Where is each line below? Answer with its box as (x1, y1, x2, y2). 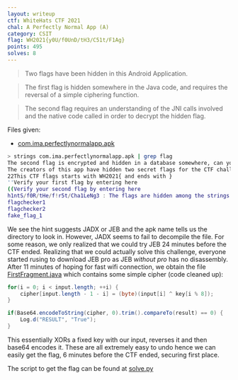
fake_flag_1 (7, 212, 42, 219)
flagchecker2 (7, 205, 46, 212)
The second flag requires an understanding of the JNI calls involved (24, 104, 223, 113)
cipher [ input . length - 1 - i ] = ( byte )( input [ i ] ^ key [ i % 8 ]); (20, 290, 214, 297)
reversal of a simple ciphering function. (24, 90, 140, 99)
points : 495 (7, 43, 42, 50)
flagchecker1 (7, 199, 46, 206)
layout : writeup (7, 10, 55, 18)
